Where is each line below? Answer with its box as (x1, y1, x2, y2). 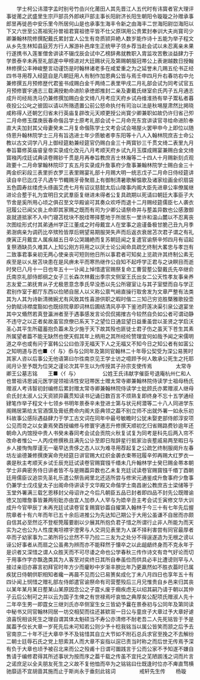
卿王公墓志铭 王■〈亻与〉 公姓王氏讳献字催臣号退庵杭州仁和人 (6, 370, 192, 377)
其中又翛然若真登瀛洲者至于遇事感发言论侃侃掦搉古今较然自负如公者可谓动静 (6, 310, 194, 317)
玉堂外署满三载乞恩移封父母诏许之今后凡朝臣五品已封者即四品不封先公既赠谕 (6, 489, 194, 496)
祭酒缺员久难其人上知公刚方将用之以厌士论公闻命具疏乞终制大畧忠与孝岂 (11, 244, 189, 250)
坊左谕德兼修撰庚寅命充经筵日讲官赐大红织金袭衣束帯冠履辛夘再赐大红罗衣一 (6, 452, 194, 458)
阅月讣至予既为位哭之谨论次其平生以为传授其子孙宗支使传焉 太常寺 (6, 363, 192, 369)
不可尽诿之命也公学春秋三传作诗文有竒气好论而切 (73, 548, 194, 556)
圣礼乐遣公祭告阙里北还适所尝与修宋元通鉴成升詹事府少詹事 (47, 474, 194, 481)
